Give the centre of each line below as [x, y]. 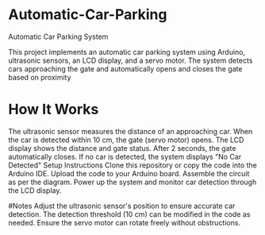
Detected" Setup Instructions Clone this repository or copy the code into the [133, 165]
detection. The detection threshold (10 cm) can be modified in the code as [129, 214]
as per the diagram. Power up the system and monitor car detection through [132, 182]
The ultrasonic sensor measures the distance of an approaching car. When [131, 131]
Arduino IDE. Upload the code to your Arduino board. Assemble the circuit [129, 173]
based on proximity [40, 77]
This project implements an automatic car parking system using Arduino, [127, 52]
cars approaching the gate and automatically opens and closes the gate [125, 68]
